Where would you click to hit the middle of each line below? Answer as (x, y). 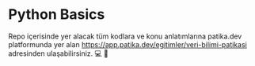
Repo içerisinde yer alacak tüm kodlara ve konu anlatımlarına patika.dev (125, 36)
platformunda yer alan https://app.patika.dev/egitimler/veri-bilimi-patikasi (127, 44)
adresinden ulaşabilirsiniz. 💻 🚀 (59, 53)
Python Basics (57, 15)
